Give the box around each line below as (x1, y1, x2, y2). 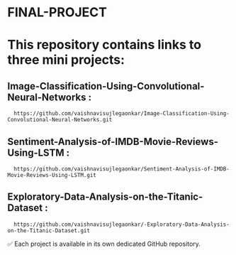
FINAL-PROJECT (7, 4, 108, 21)
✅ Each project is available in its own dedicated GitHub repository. (7, 239, 201, 248)
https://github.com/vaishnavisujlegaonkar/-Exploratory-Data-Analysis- (13, 221, 230, 228)
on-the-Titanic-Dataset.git (7, 227, 91, 234)
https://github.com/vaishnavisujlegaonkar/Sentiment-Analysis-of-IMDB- (13, 166, 230, 173)
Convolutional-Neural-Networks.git (7, 116, 113, 124)
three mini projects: (7, 52, 125, 68)
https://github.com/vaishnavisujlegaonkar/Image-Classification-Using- (13, 110, 230, 117)
